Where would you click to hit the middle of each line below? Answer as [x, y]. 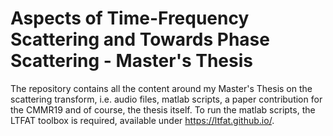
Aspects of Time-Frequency [130, 18]
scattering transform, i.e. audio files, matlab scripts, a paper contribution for [166, 99]
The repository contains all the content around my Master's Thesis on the [161, 88]
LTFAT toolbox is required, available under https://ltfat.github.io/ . [142, 120]
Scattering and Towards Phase [140, 39]
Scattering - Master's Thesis [131, 61]
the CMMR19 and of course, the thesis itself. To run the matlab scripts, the [163, 109]
